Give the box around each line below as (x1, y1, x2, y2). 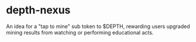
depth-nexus (6, 3, 71, 17)
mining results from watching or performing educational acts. (6, 29, 154, 36)
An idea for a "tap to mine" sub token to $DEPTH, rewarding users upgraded (6, 23, 190, 30)
